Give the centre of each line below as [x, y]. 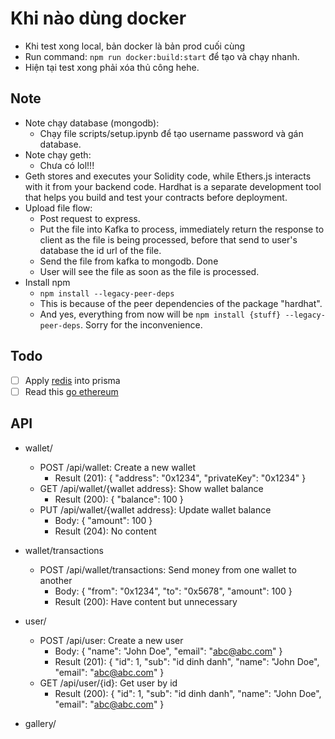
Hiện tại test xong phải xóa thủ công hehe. [112, 67]
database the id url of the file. [100, 250]
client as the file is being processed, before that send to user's [168, 239]
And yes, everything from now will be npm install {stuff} [160, 314]
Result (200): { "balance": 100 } [119, 499]
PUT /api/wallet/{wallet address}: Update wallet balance [155, 509]
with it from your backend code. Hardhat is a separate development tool [173, 186]
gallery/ [40, 723]
